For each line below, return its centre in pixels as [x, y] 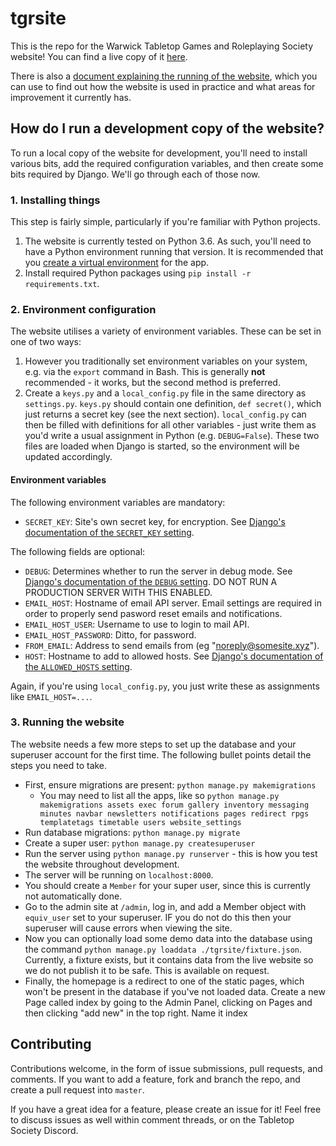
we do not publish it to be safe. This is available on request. [147, 970]
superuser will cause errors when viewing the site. [128, 928]
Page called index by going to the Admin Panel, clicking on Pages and [168, 1002]
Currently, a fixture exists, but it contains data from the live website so [169, 959]
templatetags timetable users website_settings [140, 822]
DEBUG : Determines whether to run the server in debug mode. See [158, 571]
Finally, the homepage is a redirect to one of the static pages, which [164, 981]
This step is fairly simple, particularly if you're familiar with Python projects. [165, 222]
